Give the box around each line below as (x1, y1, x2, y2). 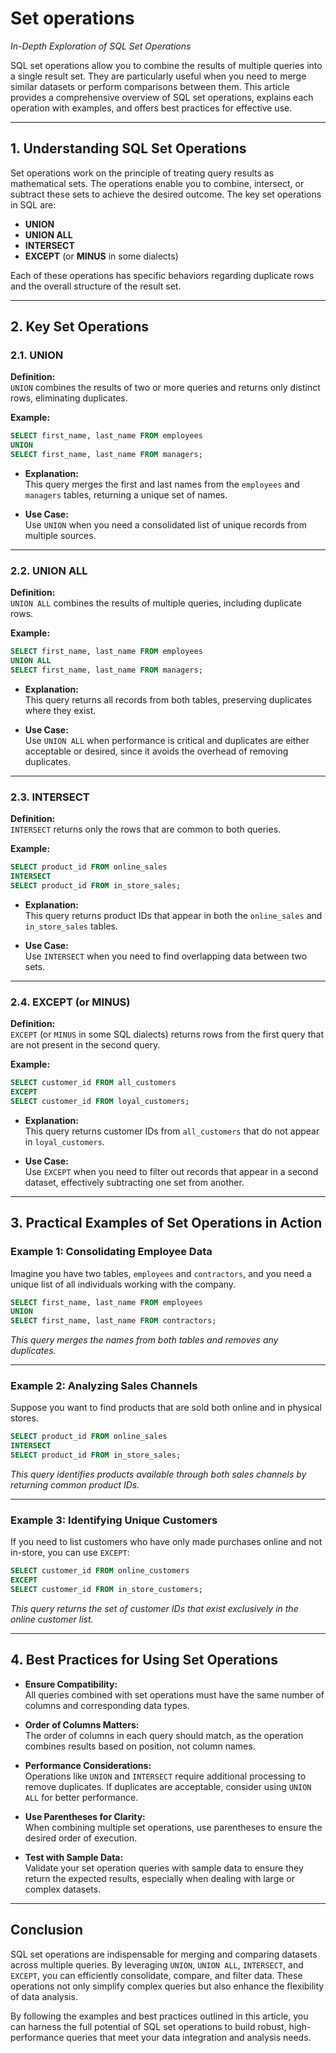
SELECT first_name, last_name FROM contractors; (10, 1316, 217, 1326)
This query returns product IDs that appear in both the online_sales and (24, 909, 323, 921)
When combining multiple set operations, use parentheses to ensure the (24, 1821, 323, 1833)
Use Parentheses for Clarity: (24, 1810, 146, 1822)
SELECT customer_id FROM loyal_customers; (10, 1096, 190, 1106)
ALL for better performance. (24, 1791, 139, 1803)
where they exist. (24, 704, 97, 716)
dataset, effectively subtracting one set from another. (24, 1176, 245, 1188)
